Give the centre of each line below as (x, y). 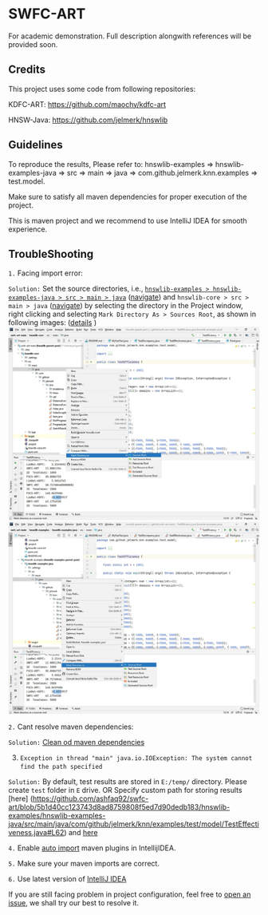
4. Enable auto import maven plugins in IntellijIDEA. (92, 848)
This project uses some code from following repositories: (102, 89)
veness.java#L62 (36, 833)
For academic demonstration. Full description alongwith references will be (130, 36)
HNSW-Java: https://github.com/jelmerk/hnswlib (88, 120)
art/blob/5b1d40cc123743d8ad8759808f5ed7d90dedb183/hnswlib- (119, 807)
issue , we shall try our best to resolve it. (74, 903)
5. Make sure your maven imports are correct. (84, 864)
